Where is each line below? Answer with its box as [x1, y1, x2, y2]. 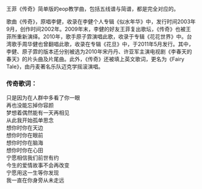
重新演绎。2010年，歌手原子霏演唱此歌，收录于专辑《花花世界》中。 [16, 33, 187, 40]
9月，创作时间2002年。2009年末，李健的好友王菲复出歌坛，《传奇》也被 [6, 26, 186, 32]
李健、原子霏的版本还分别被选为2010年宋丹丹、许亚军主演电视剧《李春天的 [6, 48, 192, 55]
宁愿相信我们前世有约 [6, 154, 59, 161]
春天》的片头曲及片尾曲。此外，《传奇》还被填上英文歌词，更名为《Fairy [6, 56, 185, 62]
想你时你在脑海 [6, 139, 43, 146]
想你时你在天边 [6, 124, 43, 131]
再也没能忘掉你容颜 [6, 101, 54, 109]
